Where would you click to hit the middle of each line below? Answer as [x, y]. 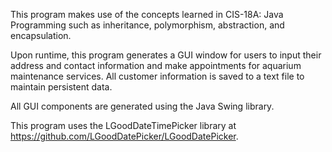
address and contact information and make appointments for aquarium [156, 65]
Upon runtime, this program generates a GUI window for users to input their [166, 55]
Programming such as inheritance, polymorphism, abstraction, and [147, 25]
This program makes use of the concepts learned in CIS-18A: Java [147, 14]
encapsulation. [41, 35]
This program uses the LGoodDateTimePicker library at [123, 125]
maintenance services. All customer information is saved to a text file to [157, 76]
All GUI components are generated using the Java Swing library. [142, 106]
